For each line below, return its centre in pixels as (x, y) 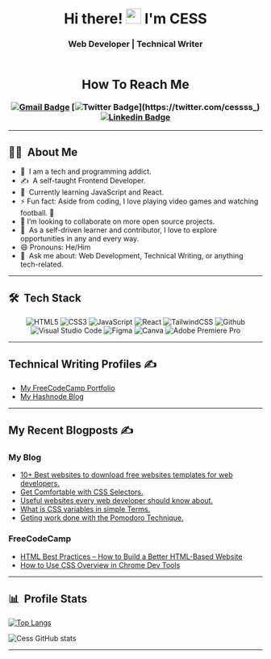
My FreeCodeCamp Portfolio (67, 388)
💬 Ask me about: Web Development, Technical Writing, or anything (131, 256)
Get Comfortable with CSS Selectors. (81, 492)
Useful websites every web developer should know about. (117, 501)
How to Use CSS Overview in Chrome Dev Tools (100, 565)
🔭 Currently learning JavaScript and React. (92, 192)
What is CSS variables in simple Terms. (85, 510)
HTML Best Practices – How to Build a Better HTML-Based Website (131, 556)
